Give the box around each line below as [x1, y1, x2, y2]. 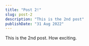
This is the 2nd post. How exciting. [5, 35, 77, 41]
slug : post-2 [5, 12, 33, 17]
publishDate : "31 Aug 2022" [5, 21, 64, 26]
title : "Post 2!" [5, 7, 42, 12]
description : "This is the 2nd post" [5, 16, 84, 21]
